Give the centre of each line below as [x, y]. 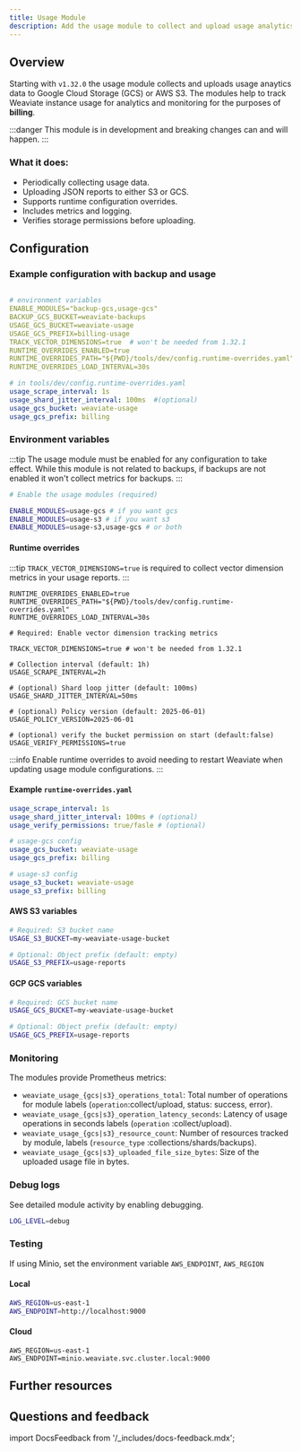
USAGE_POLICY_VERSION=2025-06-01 [72, 719]
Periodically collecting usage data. [86, 182]
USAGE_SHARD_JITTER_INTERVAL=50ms [74, 696]
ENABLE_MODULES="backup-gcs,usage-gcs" [84, 309]
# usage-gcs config [46, 841]
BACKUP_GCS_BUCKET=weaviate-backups [77, 317]
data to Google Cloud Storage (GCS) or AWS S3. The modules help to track [148, 93]
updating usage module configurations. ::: [86, 769]
